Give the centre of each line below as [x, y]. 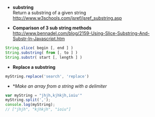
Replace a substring [34, 67]
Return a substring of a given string [49, 13]
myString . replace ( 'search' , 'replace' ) [47, 76]
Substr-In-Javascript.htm [39, 38]
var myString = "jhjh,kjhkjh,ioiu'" [44, 95]
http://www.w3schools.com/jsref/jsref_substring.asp [67, 18]
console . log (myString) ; [30, 105]
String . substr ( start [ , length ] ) [44, 57]
